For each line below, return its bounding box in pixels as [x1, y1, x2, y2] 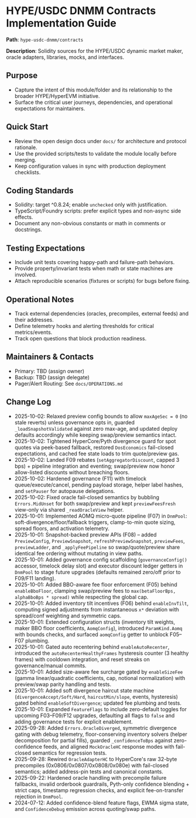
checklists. [14, 168, 41, 175]
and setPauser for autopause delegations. [14, 487, 115, 494]
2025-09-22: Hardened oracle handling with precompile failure [14, 774, 167, 781]
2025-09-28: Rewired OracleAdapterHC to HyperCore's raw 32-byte [14, 755, 177, 762]
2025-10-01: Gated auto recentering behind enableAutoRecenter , [14, 643, 170, 650]
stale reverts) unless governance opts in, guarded [14, 418, 135, 426]
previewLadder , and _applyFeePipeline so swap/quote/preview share [14, 543, 180, 550]
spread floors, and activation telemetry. [14, 525, 110, 532]
